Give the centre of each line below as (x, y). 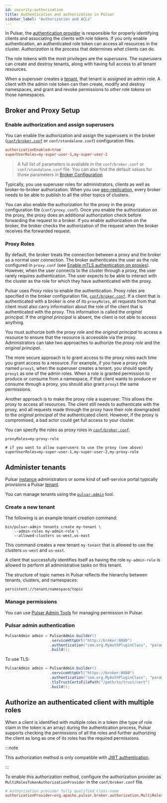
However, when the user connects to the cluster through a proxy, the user (81, 271)
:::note (12, 748)
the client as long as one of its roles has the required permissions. (73, 738)
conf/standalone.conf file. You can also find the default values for (85, 169)
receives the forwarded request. (38, 231)
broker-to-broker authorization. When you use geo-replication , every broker (83, 189)
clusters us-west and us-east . (35, 550)
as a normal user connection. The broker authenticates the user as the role (82, 260)
